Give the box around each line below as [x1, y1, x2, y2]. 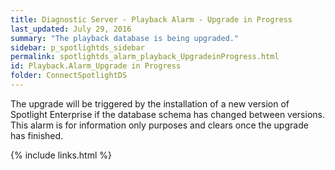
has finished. [10, 129, 64, 141]
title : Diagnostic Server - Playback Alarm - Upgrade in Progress [10, 14, 293, 25]
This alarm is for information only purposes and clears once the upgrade [10, 119, 309, 131]
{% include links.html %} [10, 149, 112, 161]
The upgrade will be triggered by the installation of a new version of [10, 97, 290, 110]
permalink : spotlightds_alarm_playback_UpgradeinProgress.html [10, 52, 280, 62]
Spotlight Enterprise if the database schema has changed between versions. [10, 108, 325, 120]
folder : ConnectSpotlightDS [10, 71, 128, 81]
